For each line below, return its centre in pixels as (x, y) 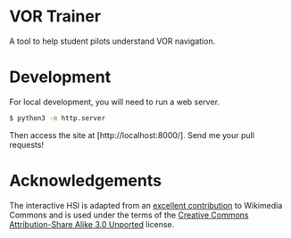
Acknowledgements (86, 181)
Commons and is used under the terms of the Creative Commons (129, 215)
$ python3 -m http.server (57, 118)
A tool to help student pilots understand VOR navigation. (112, 41)
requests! (27, 144)
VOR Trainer (55, 16)
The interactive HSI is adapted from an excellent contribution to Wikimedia (146, 205)
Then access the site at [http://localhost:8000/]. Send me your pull (132, 135)
